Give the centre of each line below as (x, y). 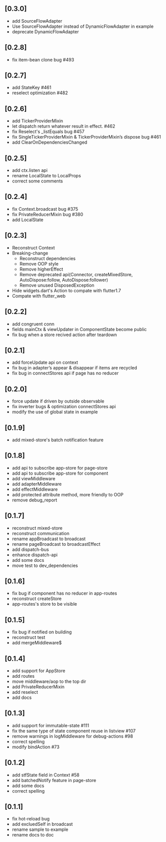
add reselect (25, 692)
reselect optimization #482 (40, 93)
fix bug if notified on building (42, 632)
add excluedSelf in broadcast (43, 824)
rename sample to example (40, 829)
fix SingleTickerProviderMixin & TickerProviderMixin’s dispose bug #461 (87, 137)
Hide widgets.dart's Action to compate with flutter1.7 (66, 290)
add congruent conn (33, 324)
